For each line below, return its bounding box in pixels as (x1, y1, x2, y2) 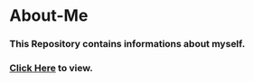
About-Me (9, 5, 89, 26)
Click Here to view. (9, 62, 93, 75)
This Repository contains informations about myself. (9, 38, 246, 50)
